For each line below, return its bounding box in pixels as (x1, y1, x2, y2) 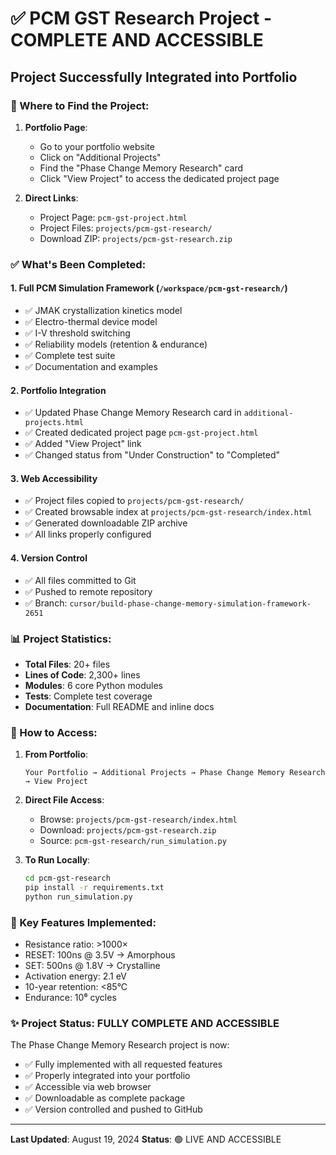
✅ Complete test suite (24, 350, 116, 361)
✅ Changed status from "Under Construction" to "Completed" (24, 449, 281, 461)
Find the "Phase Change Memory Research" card (39, 162, 244, 174)
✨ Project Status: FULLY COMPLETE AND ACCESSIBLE (10, 1017, 280, 1031)
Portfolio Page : (24, 121, 88, 133)
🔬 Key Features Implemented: (10, 915, 157, 929)
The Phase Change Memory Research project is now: (10, 1039, 230, 1051)
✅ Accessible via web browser (24, 1081, 152, 1093)
